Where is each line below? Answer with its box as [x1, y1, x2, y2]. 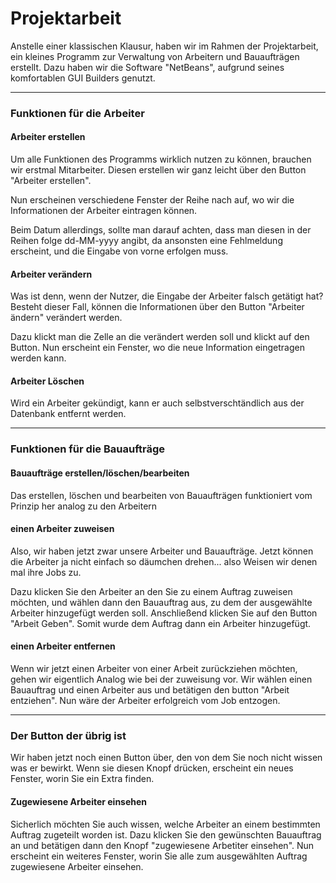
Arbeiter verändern [10, 268, 93, 280]
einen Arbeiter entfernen [10, 640, 116, 652]
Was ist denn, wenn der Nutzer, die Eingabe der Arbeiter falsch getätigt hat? [10, 290, 324, 302]
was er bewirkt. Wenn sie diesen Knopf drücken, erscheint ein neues [10, 762, 294, 774]
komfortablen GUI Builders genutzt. [10, 72, 156, 84]
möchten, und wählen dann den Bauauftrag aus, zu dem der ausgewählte [10, 596, 313, 608]
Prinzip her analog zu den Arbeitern [10, 500, 158, 512]
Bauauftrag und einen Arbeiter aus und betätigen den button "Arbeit [10, 684, 290, 696]
